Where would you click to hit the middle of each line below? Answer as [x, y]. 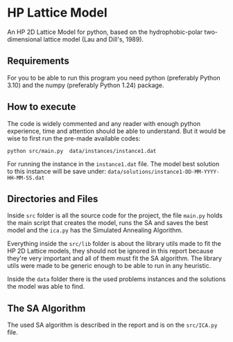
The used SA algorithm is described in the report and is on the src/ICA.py [112, 325]
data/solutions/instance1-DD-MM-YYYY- [163, 172]
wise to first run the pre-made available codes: [74, 138]
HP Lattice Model [57, 13]
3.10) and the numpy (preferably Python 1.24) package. [86, 85]
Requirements [38, 61]
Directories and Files [53, 199]
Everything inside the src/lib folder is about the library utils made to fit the [114, 244]
